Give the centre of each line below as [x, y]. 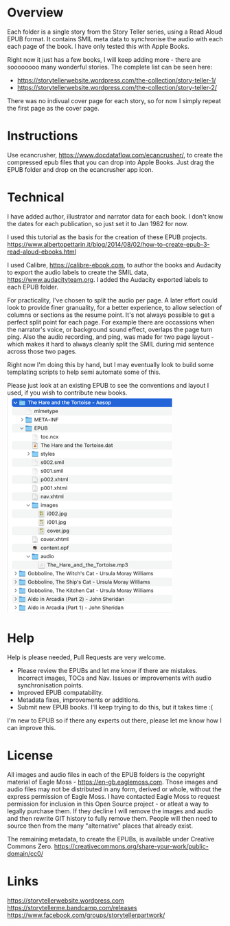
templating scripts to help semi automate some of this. [84, 372]
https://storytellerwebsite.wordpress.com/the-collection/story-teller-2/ [117, 87]
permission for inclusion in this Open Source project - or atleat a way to [108, 804]
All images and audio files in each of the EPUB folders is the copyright [106, 774]
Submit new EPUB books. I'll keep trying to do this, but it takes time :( [115, 707]
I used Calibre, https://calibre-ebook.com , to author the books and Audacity [114, 265]
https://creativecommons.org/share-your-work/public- [131, 846]
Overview [35, 13]
